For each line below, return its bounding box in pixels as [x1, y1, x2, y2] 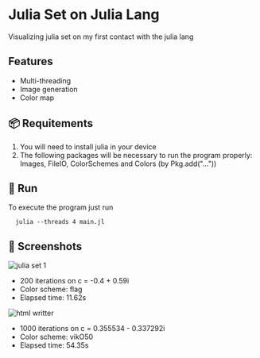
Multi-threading [19, 75, 72, 85]
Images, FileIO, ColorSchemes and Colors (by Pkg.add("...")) [19, 159, 217, 168]
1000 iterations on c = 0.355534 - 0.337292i [19, 324, 165, 333]
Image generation [19, 84, 78, 94]
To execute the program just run [8, 202, 114, 212]
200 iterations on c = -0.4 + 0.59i [19, 276, 130, 286]
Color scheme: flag [19, 284, 83, 294]
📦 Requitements [8, 117, 94, 130]
